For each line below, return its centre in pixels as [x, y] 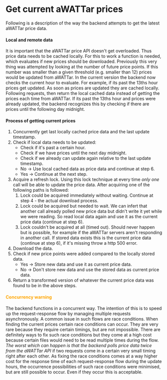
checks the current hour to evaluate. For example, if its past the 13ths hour [82, 83]
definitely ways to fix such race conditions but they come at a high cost [79, 335]
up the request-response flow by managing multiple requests [68, 314]
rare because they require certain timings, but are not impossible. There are [83, 329]
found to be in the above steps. [45, 286]
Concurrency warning [29, 297]
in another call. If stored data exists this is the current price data [85, 238]
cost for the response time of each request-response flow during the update [84, 361]
